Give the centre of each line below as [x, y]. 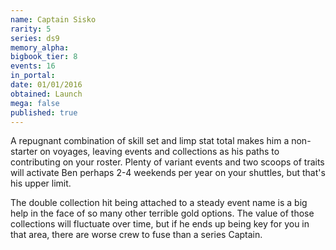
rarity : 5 [31, 29]
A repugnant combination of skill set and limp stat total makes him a [150, 141]
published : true [44, 112]
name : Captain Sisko [53, 19]
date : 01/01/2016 [46, 85]
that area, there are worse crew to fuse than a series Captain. [136, 235]
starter [24, 152]
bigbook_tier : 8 [44, 57]
